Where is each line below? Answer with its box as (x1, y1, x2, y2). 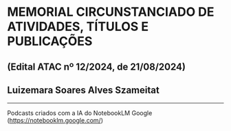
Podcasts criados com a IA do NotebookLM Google (7, 109, 153, 117)
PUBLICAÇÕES (7, 34, 93, 49)
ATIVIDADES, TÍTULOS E (7, 19, 149, 34)
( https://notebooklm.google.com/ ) (7, 117, 103, 125)
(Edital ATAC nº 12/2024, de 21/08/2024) (7, 61, 186, 72)
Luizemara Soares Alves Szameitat (7, 84, 159, 96)
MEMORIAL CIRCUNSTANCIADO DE (7, 4, 214, 20)
